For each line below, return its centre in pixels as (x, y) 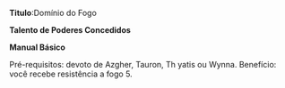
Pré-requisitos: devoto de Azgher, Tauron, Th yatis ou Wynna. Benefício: (143, 64)
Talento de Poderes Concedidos (70, 30)
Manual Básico (37, 47)
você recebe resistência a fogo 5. (71, 74)
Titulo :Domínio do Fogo (53, 13)
